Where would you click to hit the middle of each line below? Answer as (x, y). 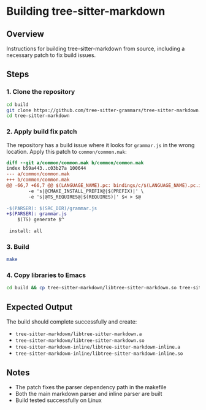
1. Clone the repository (41, 92)
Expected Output (40, 307)
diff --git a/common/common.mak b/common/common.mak (75, 163)
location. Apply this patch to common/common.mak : (67, 151)
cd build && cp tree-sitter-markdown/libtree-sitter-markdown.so (91, 288)
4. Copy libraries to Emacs (46, 275)
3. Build (18, 246)
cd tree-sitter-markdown (38, 116)
